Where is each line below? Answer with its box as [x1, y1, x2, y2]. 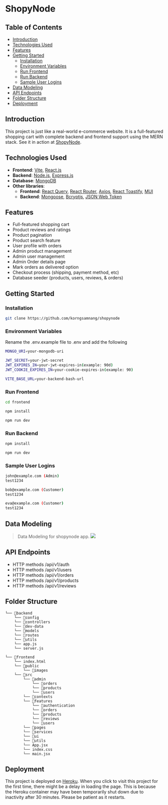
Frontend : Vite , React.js [12, 167, 62, 173]
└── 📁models [14, 628, 39, 633]
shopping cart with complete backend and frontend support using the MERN [5, 134, 163, 140]
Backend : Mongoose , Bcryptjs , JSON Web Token [20, 193, 122, 199]
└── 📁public [14, 663, 39, 668]
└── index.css [23, 747, 53, 752]
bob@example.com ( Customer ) [5, 487, 64, 492]
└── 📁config [14, 615, 39, 620]
